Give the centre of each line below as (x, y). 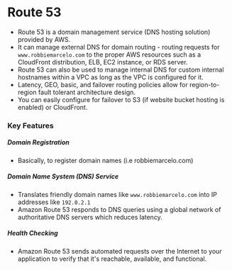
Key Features (31, 125)
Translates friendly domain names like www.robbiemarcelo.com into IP (117, 194)
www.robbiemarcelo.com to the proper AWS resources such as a (109, 55)
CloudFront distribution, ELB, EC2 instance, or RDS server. (103, 62)
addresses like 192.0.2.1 (54, 202)
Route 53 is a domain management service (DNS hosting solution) (114, 32)
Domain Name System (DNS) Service (63, 176)
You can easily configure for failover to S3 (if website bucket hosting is (121, 99)
